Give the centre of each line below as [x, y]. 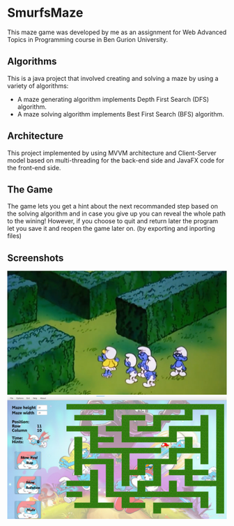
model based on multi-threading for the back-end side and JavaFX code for [116, 160]
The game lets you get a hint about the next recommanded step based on [112, 206]
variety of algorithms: [38, 86]
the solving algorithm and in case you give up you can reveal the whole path [117, 213]
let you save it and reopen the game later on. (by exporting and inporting [111, 229]
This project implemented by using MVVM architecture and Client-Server [112, 153]
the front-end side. [34, 167]
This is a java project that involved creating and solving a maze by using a [113, 78]
